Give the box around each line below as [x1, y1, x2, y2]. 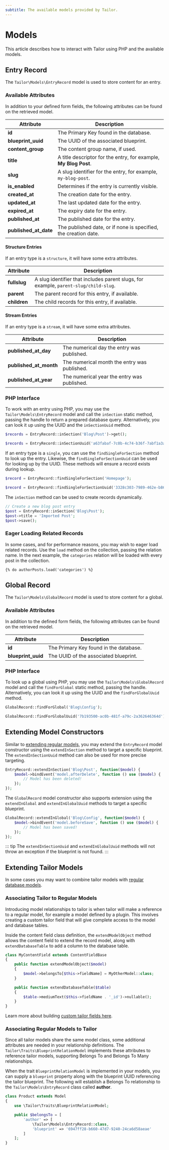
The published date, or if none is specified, [57, 223, 158, 231]
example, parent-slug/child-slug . [34, 282, 116, 289]
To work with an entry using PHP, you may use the [5, 406, 110, 412]
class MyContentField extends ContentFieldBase [5, 952, 107, 957]
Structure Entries [5, 244, 42, 250]
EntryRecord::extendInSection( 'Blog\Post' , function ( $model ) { [5, 767, 141, 772]
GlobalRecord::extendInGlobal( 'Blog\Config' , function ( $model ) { [5, 816, 145, 821]
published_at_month [8, 362, 58, 369]
